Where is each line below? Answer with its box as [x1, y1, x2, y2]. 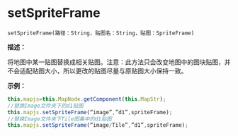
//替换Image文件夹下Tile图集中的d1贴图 [7, 115, 112, 123]
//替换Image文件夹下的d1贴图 [7, 102, 84, 109]
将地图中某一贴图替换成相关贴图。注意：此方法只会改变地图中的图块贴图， [7, 58, 225, 66]
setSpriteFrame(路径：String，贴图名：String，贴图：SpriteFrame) [7, 30, 195, 37]
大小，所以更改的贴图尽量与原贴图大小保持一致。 [44, 66, 188, 75]
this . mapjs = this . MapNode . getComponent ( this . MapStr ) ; [7, 95, 166, 103]
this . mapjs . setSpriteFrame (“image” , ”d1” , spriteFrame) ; [7, 109, 173, 116]
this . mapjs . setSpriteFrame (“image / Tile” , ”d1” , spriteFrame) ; [7, 122, 189, 129]
